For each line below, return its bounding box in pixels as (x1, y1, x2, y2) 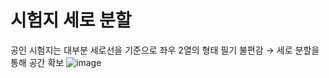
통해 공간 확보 (10, 56, 65, 68)
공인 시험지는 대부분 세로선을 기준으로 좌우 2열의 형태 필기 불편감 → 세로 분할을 (10, 44, 320, 56)
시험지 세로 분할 (10, 9, 132, 32)
